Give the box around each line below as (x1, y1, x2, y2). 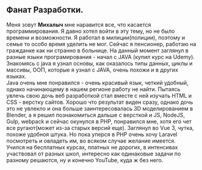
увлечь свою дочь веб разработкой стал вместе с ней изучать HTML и (6, 92, 192, 99)
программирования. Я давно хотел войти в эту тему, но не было (6, 27, 175, 35)
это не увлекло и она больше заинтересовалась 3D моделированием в (6, 104, 193, 112)
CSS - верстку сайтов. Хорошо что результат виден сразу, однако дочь (6, 98, 193, 106)
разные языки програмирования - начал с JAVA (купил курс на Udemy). (6, 53, 195, 60)
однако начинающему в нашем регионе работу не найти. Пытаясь (6, 85, 181, 93)
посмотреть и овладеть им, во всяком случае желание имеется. (6, 137, 176, 144)
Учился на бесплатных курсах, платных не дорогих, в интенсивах (6, 143, 178, 151)
